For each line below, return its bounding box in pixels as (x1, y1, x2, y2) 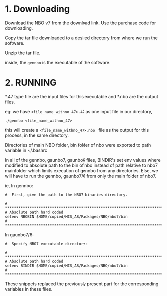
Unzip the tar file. (5, 50, 41, 56)
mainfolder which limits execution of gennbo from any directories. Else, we (5, 167, 158, 173)
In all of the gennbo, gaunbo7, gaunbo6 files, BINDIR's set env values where (5, 157, 161, 163)
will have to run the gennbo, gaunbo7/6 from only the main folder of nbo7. (5, 173, 157, 179)
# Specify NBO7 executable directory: (5, 241, 88, 246)
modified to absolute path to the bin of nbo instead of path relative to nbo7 (5, 162, 158, 168)
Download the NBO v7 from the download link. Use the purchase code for (5, 20, 156, 26)
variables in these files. (5, 286, 53, 292)
